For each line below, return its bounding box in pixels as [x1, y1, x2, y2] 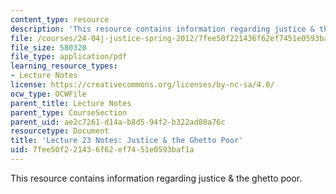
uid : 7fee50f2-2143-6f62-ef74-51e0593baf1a [10, 145, 195, 155]
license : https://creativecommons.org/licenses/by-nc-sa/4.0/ [10, 80, 275, 90]
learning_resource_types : [10, 61, 118, 71]
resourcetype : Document [10, 126, 110, 136]
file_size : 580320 [10, 42, 87, 53]
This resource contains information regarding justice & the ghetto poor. [10, 172, 303, 184]
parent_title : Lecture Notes [10, 98, 132, 108]
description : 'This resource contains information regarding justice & [10, 24, 315, 34]
